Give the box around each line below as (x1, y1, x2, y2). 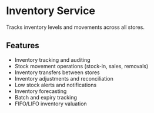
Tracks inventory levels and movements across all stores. (6, 24, 145, 31)
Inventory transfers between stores (14, 69, 100, 76)
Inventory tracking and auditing (14, 56, 91, 63)
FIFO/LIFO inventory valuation (14, 100, 87, 107)
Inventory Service (6, 4, 96, 18)
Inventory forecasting (14, 87, 67, 95)
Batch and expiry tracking (14, 94, 78, 101)
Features (6, 41, 39, 51)
